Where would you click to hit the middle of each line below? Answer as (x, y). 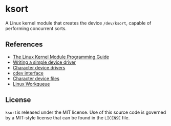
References (24, 45)
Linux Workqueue (31, 84)
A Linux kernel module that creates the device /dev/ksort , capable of (78, 23)
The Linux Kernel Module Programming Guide (61, 57)
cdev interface (28, 73)
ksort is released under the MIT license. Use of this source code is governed (86, 112)
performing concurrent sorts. (36, 28)
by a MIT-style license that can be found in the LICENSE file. (68, 117)
